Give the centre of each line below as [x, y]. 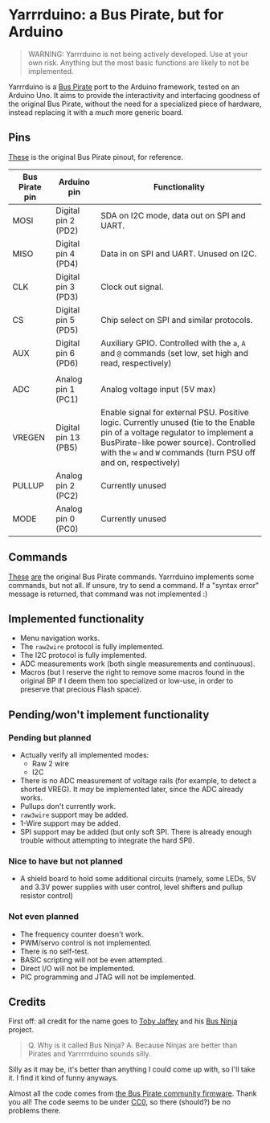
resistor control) [47, 896]
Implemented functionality [76, 619]
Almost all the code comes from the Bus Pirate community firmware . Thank [133, 1093]
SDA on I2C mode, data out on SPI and [173, 215]
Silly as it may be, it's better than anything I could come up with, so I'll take [132, 1069]
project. [21, 1030]
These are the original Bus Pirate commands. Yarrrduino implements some [131, 577]
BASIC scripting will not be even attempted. [92, 960]
